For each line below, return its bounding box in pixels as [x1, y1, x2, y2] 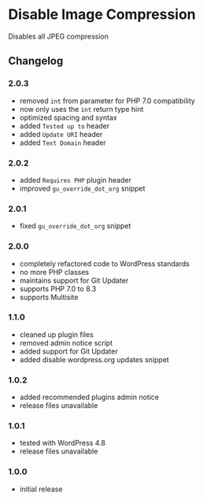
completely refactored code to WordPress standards [19, 258, 190, 269]
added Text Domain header [19, 138, 106, 147]
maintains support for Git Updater [19, 276, 129, 285]
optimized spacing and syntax [19, 113, 118, 122]
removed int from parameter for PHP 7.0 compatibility [19, 96, 195, 106]
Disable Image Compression [8, 6, 197, 24]
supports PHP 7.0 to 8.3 [19, 283, 97, 293]
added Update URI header [19, 129, 103, 139]
